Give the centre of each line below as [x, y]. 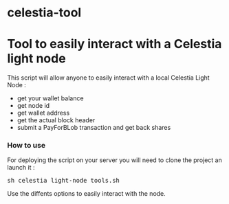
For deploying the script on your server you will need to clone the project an [115, 160]
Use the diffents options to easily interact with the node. [87, 194]
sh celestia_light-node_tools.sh [64, 181]
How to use [26, 146]
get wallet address [43, 113]
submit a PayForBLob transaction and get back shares [94, 128]
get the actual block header [56, 120]
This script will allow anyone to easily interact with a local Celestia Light [108, 78]
